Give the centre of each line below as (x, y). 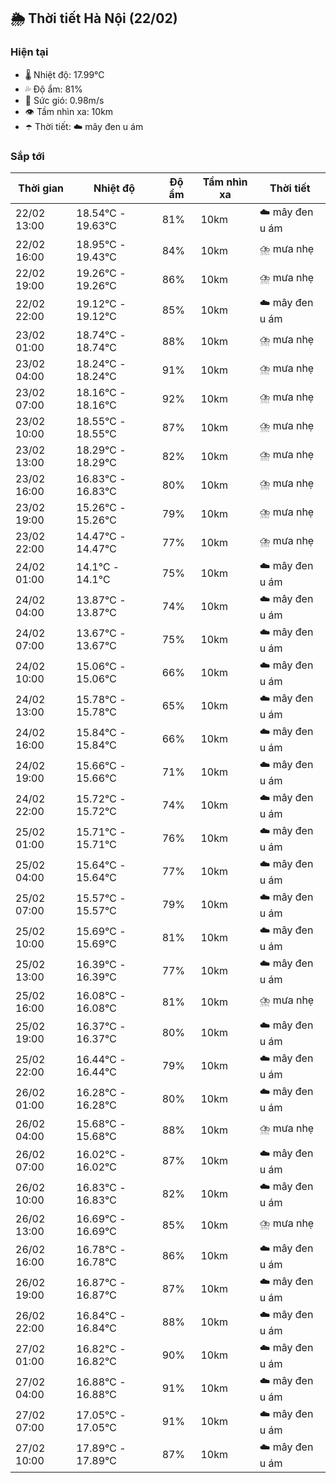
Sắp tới (27, 156)
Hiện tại (29, 52)
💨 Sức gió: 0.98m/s (64, 100)
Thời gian (41, 188)
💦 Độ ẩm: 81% (53, 89)
